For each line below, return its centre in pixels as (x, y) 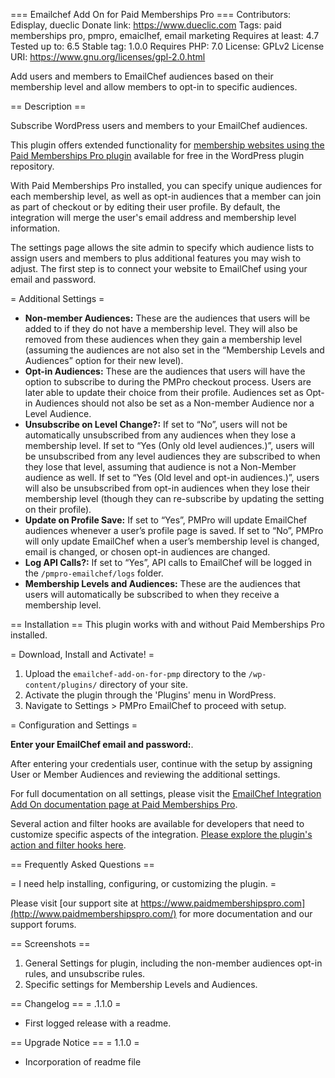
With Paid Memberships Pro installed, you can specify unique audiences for (166, 185)
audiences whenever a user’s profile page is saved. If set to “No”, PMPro (174, 530)
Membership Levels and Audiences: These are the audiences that (162, 583)
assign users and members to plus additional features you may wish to (156, 258)
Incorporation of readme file (83, 1062)
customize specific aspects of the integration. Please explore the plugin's (161, 834)
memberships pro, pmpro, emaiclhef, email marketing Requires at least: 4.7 (165, 35)
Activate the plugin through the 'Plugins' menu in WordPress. (150, 695)
